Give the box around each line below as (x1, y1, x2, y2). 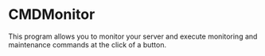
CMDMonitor (8, 6, 95, 24)
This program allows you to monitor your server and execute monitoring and (8, 32, 258, 41)
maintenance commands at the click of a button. (8, 39, 167, 49)
